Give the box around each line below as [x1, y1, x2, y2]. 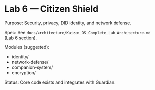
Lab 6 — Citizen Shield [4, 3, 99, 15]
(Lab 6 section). [4, 35, 37, 41]
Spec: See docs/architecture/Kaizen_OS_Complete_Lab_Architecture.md [4, 29, 151, 35]
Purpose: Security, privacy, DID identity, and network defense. [4, 20, 131, 26]
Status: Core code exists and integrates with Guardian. [4, 79, 116, 85]
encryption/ [11, 69, 36, 75]
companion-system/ [11, 64, 53, 70]
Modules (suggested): [4, 44, 50, 50]
